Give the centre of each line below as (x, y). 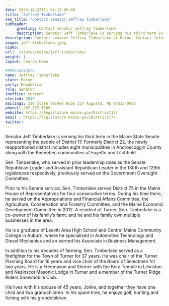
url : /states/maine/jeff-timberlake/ (46, 52)
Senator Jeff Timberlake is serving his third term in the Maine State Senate (82, 136)
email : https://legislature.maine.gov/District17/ (60, 117)
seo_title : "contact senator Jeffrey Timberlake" (58, 19)
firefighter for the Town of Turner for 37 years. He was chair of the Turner (81, 256)
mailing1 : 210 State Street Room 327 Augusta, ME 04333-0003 (71, 103)
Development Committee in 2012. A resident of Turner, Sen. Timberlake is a (83, 209)
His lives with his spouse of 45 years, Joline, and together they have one (80, 287)
